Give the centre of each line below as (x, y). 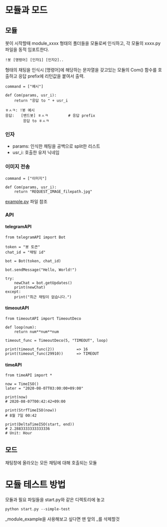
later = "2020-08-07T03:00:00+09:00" (44, 388)
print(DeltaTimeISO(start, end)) (40, 424)
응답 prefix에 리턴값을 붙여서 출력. (51, 76)
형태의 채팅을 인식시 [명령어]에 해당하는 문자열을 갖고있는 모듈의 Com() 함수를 (81, 70)
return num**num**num (36, 332)
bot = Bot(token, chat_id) (33, 261)
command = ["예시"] (24, 87)
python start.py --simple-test (38, 509)
